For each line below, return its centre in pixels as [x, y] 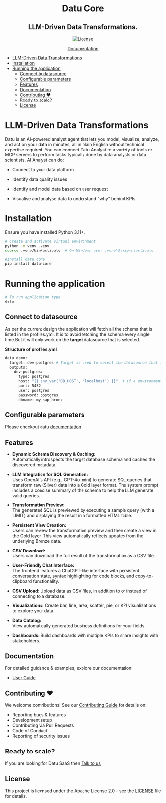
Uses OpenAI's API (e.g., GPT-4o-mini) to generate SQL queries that [82, 480]
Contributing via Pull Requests [43, 725]
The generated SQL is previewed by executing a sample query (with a [83, 510]
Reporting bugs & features [39, 715]
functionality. [46, 581]
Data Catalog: [27, 621]
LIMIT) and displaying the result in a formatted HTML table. [72, 516]
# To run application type [33, 297]
